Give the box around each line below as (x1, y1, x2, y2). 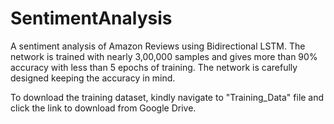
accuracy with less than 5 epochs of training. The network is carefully (10, 61, 298, 73)
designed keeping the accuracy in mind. (10, 72, 176, 84)
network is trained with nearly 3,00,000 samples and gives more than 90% (10, 50, 318, 62)
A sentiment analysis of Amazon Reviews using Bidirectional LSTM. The (10, 40, 306, 52)
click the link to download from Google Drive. (10, 102, 197, 114)
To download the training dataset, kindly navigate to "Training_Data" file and (10, 91, 325, 103)
